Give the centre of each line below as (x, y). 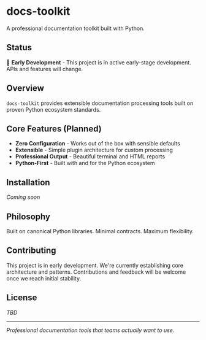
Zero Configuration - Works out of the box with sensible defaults (98, 144)
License (22, 298)
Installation (28, 182)
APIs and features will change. (45, 69)
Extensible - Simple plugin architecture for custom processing (94, 150)
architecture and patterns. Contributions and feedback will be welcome (96, 272)
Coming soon (23, 197)
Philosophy (29, 216)
